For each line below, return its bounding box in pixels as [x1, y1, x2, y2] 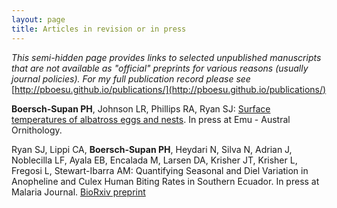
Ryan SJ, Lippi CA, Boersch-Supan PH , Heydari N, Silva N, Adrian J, [11, 143, 293, 155]
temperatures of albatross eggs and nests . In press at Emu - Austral [11, 113, 291, 125]
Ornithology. [11, 124, 63, 136]
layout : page [11, 14, 66, 25]
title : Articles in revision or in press [11, 24, 187, 34]
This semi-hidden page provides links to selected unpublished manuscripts [11, 51, 322, 63]
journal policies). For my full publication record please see [11, 72, 251, 85]
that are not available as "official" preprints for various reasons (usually [11, 62, 309, 74]
